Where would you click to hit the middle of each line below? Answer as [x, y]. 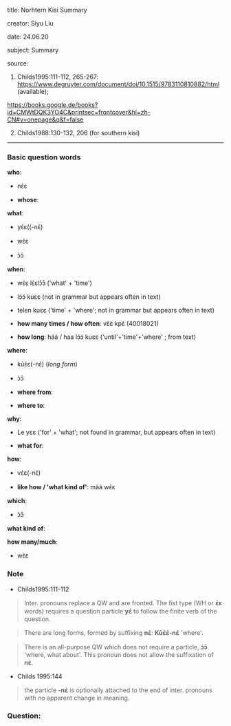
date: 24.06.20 [28, 37]
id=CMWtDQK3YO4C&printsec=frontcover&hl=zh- [79, 112]
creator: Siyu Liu [30, 23]
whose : [28, 200]
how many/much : [33, 542]
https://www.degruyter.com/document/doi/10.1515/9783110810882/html [118, 84]
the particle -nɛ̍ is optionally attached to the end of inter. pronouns [118, 690]
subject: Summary [33, 50]
